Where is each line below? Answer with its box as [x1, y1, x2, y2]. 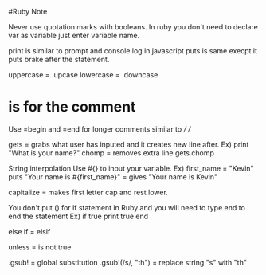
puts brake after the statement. [8, 55, 110, 64]
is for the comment [8, 98, 136, 116]
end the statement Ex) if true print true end [8, 211, 149, 221]
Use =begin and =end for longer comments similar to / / [8, 124, 191, 134]
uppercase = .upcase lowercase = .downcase [8, 70, 158, 79]
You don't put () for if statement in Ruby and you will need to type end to [8, 202, 245, 212]
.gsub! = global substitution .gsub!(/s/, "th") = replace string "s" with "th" [8, 257, 247, 267]
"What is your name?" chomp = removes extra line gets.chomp [8, 147, 215, 158]
